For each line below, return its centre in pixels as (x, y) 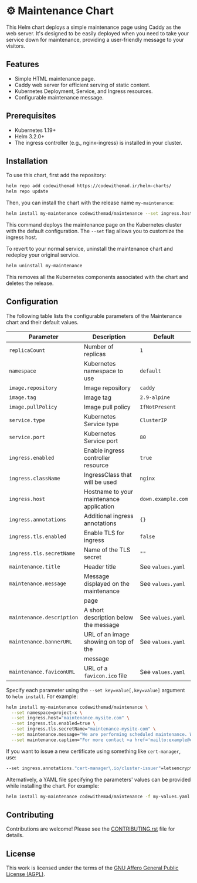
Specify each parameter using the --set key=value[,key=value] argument (96, 690)
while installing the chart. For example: (53, 786)
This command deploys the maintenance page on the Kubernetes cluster (94, 225)
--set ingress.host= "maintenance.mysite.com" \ (71, 718)
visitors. (16, 46)
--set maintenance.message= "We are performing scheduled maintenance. (99, 735)
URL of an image (107, 634)
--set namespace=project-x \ (47, 713)
